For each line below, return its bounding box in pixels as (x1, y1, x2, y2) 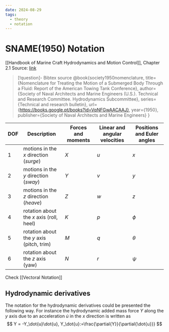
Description (27, 130, 56, 137)
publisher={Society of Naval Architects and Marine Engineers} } (17, 112, 150, 118)
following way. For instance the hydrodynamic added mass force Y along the (5, 308, 164, 313)
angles (138, 137, 155, 144)
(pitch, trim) (23, 241, 51, 248)
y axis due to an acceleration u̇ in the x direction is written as (5, 313, 131, 319)
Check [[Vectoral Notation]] (5, 275, 63, 281)
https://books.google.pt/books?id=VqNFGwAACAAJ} (19, 107, 129, 113)
